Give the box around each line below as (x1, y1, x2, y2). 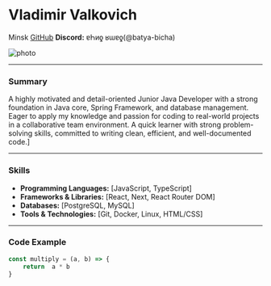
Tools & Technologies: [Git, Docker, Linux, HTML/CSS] (19, 208, 203, 219)
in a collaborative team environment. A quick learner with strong (8, 120, 222, 130)
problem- (223, 120, 254, 130)
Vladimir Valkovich (8, 6, 137, 24)
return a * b (23, 263, 70, 271)
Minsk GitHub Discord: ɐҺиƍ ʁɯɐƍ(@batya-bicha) (8, 32, 176, 42)
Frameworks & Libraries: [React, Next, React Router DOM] (19, 191, 215, 201)
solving (8, 128, 33, 138)
